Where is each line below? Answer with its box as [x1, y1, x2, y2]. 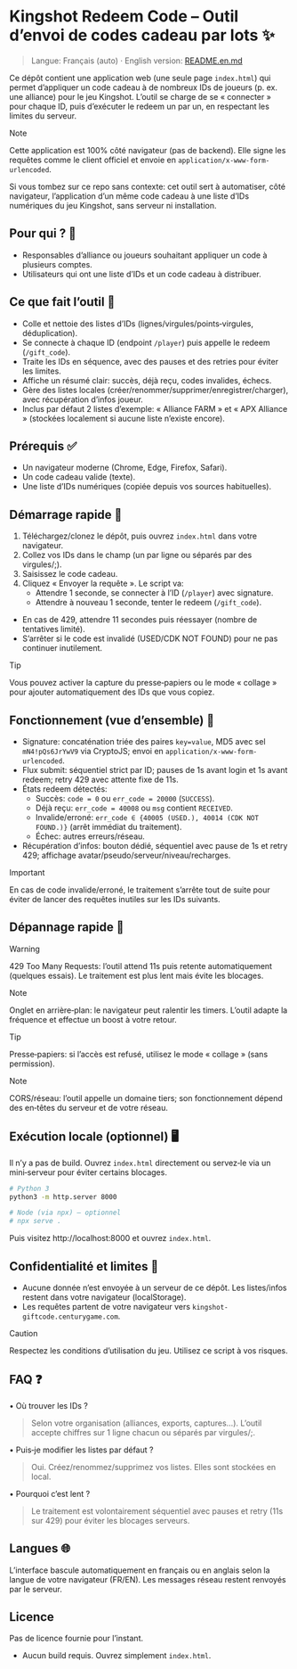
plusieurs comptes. [21, 259, 93, 269]
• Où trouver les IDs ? [9, 1400, 89, 1410]
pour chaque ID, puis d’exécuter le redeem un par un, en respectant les [9, 101, 269, 111]
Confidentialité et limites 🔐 [9, 1259, 159, 1274]
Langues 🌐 [9, 1541, 71, 1557]
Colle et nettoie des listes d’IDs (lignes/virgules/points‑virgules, [21, 318, 254, 329]
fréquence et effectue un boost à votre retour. [9, 1014, 178, 1024]
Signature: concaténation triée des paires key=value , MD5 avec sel [21, 736, 266, 746]
